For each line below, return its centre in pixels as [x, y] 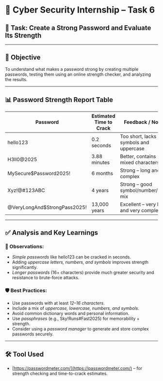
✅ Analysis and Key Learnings [52, 233]
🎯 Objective [23, 58]
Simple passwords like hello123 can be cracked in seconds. [71, 257]
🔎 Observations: [24, 246]
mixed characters [140, 162]
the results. [16, 79]
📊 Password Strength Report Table [59, 100]
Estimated [103, 116]
